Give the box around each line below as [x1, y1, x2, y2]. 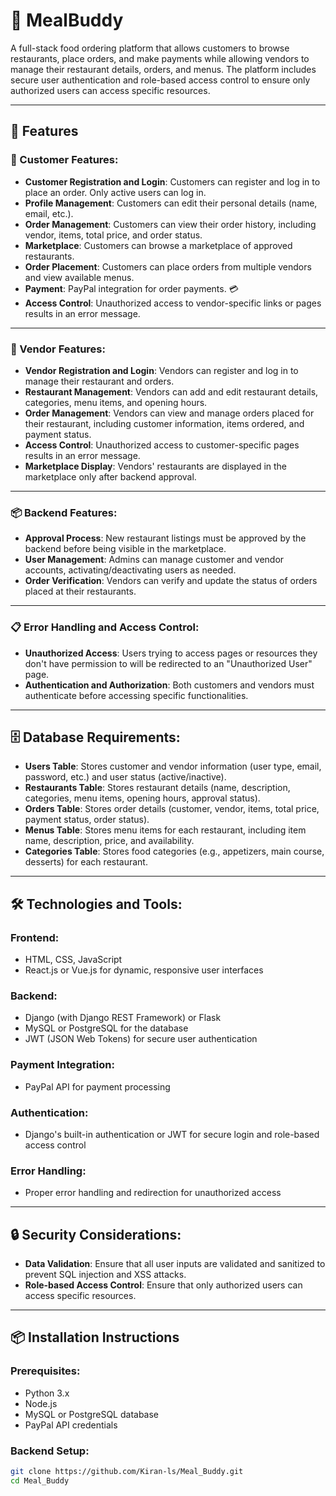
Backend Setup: [10, 1444, 90, 1458]
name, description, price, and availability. [24, 835, 195, 847]
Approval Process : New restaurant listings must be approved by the [24, 532, 307, 544]
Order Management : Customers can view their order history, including [24, 218, 317, 230]
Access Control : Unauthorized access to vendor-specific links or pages [24, 297, 322, 309]
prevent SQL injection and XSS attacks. [24, 1269, 187, 1281]
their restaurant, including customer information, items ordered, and [24, 417, 305, 429]
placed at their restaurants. [24, 585, 137, 598]
